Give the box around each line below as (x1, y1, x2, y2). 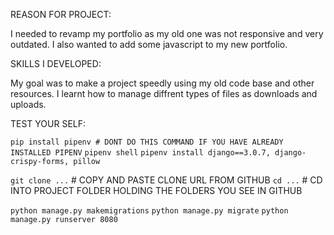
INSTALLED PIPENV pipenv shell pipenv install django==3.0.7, (10, 148, 271, 158)
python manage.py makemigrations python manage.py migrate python (10, 206, 289, 216)
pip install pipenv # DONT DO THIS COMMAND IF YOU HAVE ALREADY (10, 137, 284, 147)
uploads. (10, 99, 47, 110)
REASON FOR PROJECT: (10, 9, 112, 20)
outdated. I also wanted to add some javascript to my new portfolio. (10, 39, 288, 50)
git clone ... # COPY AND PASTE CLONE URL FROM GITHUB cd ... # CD (10, 174, 323, 186)
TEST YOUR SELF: (10, 118, 87, 129)
